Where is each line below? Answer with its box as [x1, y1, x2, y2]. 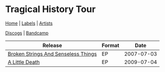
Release [42, 42, 62, 49]
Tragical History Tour [5, 4, 96, 15]
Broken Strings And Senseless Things [8, 50, 97, 57]
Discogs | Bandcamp [5, 30, 49, 36]
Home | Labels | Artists [5, 20, 53, 26]
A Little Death [8, 58, 40, 65]
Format [101, 42, 120, 49]
